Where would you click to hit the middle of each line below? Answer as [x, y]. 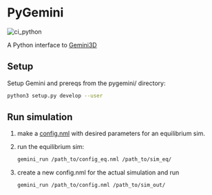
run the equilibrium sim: [51, 147]
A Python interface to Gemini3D [52, 45]
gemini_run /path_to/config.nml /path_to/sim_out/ [91, 185]
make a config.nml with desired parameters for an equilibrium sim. [111, 134]
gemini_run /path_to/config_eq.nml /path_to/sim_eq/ [94, 159]
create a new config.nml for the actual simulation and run [98, 172]
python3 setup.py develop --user [55, 95]
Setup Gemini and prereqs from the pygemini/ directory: [86, 83]
